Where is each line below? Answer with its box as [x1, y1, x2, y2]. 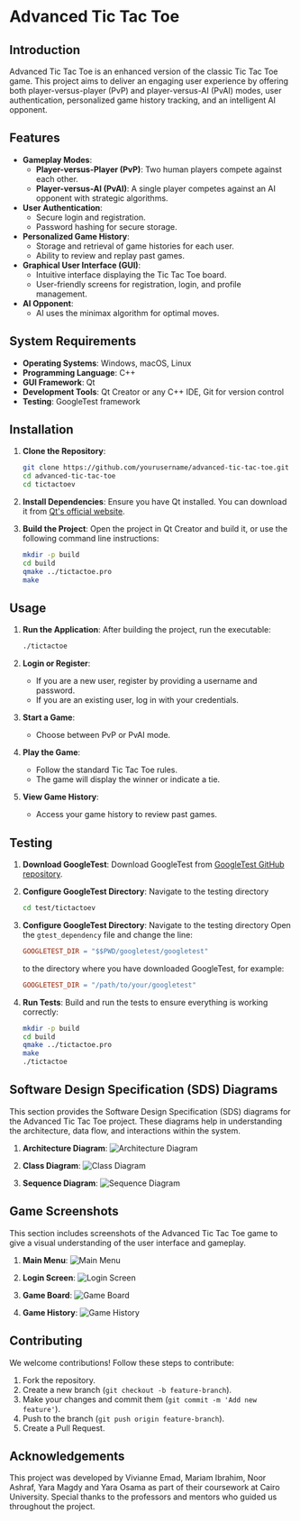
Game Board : [22, 1289, 73, 1300]
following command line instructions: [22, 533, 159, 544]
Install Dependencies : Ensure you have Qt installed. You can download [22, 496, 287, 507]
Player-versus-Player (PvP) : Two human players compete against [35, 164, 282, 175]
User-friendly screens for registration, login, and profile [35, 278, 241, 289]
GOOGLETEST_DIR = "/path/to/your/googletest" [22, 980, 196, 989]
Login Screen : [22, 1272, 77, 1283]
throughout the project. [9, 1501, 95, 1512]
